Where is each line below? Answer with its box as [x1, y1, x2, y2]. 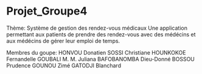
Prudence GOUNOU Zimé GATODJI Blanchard [6, 62, 122, 69]
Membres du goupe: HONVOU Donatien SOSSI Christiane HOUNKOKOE [6, 49, 186, 56]
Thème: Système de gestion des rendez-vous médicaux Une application [6, 24, 187, 32]
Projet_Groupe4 [6, 4, 88, 18]
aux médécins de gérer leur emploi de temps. [6, 37, 120, 44]
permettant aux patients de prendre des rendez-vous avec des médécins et [6, 30, 196, 38]
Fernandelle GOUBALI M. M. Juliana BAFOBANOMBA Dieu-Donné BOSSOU [6, 55, 195, 62]
